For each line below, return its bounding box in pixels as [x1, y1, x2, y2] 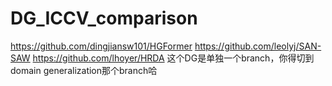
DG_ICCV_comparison [10, 7, 198, 30]
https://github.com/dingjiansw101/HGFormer [10, 40, 193, 52]
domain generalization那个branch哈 [10, 64, 158, 76]
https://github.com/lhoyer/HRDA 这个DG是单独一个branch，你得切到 [32, 52, 315, 64]
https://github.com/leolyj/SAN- [194, 40, 322, 52]
